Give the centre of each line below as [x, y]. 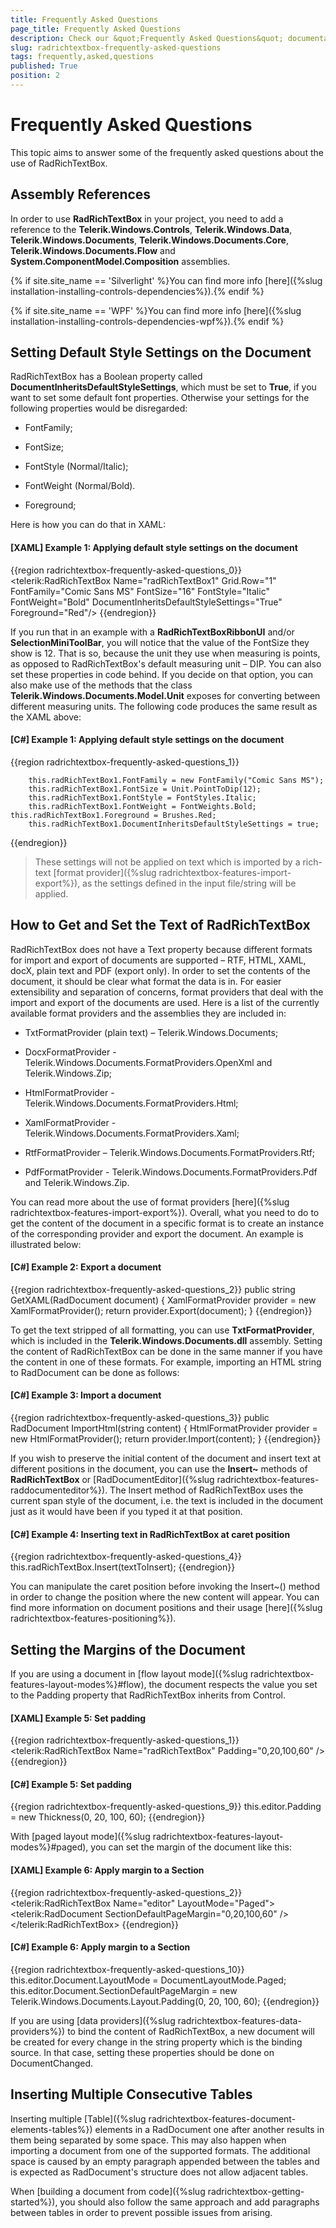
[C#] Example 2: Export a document [86, 1267]
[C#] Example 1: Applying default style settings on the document [147, 740]
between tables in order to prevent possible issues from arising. [141, 2212]
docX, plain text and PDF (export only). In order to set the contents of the [160, 970]
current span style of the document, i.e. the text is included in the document [167, 1501]
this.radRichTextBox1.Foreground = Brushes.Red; [113, 815]
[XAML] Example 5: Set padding [78, 1718]
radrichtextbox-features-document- [222, 2118]
